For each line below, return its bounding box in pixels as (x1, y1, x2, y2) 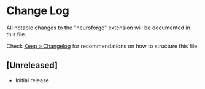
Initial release (15, 76, 49, 83)
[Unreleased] (6, 60, 58, 71)
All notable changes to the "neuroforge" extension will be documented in (6, 24, 190, 31)
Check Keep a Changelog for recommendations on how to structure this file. (6, 42, 199, 50)
